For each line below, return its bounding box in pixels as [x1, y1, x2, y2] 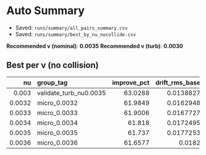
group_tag [37, 78, 68, 86]
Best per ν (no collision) [6, 60, 99, 70]
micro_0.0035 [37, 128, 78, 137]
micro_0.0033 [37, 108, 78, 117]
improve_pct [112, 78, 150, 86]
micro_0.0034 [37, 118, 78, 127]
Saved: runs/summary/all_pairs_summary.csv [15, 24, 128, 31]
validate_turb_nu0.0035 [37, 88, 106, 97]
